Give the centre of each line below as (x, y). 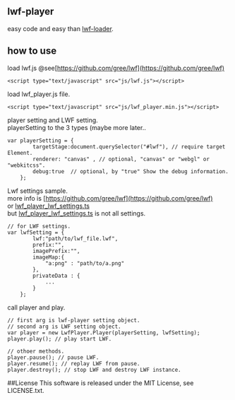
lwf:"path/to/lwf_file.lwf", (76, 239)
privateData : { (56, 276)
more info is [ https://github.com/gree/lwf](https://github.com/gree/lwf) (110, 198)
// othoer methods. (36, 351)
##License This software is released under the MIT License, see (101, 383)
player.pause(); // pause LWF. (53, 357)
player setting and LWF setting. (53, 120)
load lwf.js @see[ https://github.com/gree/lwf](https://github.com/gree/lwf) (116, 68)
